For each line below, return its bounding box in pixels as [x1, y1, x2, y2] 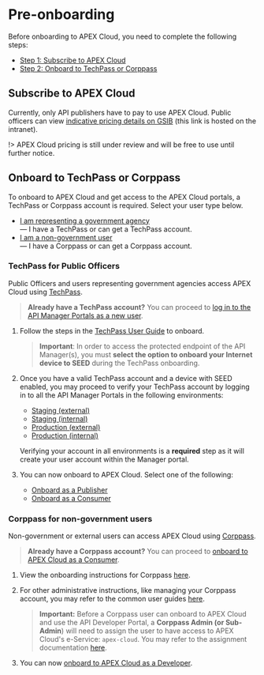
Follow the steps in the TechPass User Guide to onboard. [19, 326, 205, 335]
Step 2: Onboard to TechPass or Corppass [19, 63, 158, 73]
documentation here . [39, 643, 108, 653]
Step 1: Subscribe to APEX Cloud [19, 55, 126, 65]
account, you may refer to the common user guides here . [19, 594, 205, 604]
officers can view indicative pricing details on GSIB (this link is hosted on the [8, 116, 257, 126]
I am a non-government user [19, 232, 113, 242]
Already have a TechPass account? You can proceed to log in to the [27, 302, 251, 311]
